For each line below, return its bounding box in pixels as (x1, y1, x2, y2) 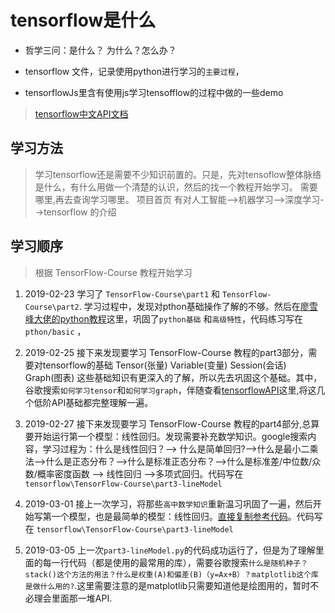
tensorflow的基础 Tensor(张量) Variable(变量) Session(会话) (42, 359, 287, 371)
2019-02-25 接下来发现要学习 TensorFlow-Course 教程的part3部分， (24, 346, 309, 358)
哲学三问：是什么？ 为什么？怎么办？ (24, 44, 177, 56)
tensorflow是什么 (10, 9, 157, 32)
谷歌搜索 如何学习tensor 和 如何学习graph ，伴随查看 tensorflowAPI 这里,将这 (24, 384, 317, 396)
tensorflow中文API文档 (34, 107, 129, 120)
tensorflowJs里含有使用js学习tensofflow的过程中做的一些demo (24, 86, 284, 98)
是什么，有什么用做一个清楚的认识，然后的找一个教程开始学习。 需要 (34, 181, 318, 193)
